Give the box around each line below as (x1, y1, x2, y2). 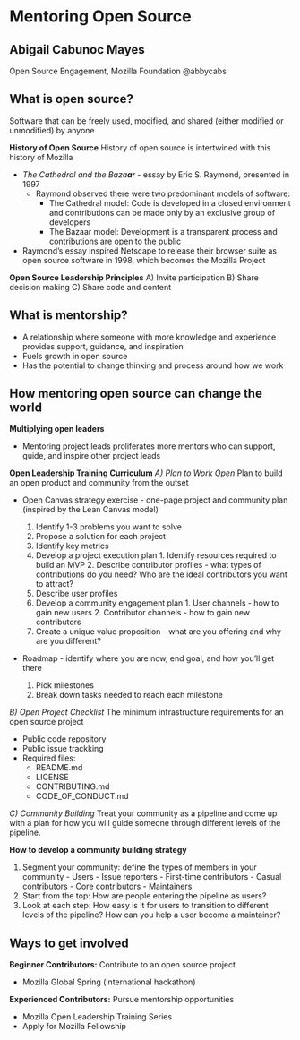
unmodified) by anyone (9, 125, 95, 135)
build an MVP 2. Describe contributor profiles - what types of (35, 560, 261, 571)
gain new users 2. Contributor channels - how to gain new (35, 607, 251, 618)
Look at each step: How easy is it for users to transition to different (21, 900, 269, 911)
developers (48, 217, 91, 228)
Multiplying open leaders (9, 424, 105, 434)
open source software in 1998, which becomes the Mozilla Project (21, 254, 266, 265)
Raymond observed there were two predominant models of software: (35, 188, 291, 199)
